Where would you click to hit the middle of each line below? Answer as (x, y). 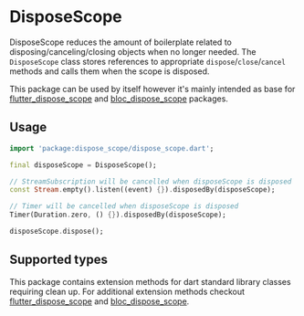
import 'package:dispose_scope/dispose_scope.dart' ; (112, 148)
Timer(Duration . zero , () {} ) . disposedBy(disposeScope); (118, 215)
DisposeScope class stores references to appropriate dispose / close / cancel (147, 61)
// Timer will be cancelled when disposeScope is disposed (124, 206)
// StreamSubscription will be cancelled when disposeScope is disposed (151, 181)
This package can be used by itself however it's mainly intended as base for (152, 89)
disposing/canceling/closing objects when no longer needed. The (133, 51)
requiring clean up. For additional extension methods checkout (127, 291)
